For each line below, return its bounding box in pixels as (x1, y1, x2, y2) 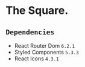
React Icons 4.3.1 (14, 55, 59, 62)
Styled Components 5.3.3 (14, 49, 79, 56)
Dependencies (5, 28, 55, 36)
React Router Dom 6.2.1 (14, 42, 75, 49)
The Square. (5, 4, 69, 18)
